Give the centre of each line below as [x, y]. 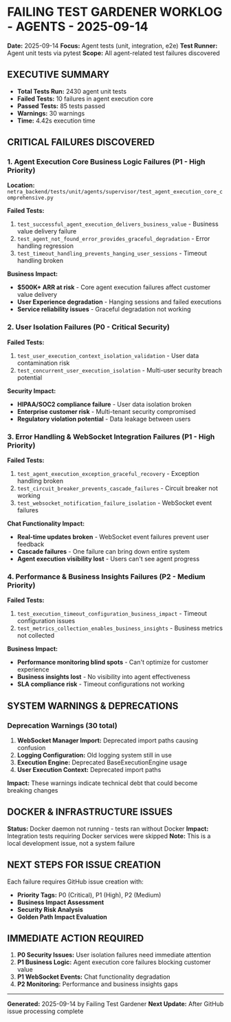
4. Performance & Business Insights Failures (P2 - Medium [107, 576]
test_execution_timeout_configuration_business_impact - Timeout [112, 614]
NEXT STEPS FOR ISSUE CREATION [84, 865]
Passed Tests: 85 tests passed [61, 106]
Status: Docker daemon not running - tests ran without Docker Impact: [108, 828]
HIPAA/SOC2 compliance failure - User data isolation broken [104, 404]
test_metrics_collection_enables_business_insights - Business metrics [120, 628]
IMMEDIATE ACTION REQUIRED [76, 938]
